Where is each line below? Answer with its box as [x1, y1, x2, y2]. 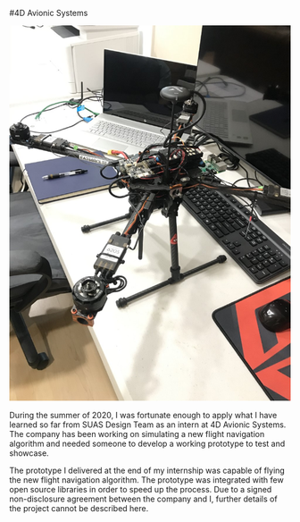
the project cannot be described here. [9, 503, 149, 513]
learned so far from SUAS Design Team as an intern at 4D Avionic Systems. [9, 419, 287, 430]
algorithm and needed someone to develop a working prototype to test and [9, 438, 286, 449]
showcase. [9, 448, 49, 459]
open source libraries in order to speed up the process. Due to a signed [9, 484, 272, 494]
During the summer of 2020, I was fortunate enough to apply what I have [9, 410, 278, 420]
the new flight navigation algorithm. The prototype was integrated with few [9, 475, 284, 485]
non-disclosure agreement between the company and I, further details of [9, 493, 279, 504]
